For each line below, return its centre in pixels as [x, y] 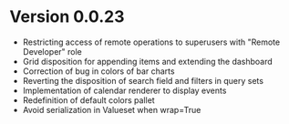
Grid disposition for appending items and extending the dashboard [148, 61]
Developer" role [52, 51]
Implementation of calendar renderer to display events [124, 90]
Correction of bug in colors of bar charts [98, 71]
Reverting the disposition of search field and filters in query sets [143, 80]
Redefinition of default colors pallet [88, 100]
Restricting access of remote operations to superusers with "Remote [151, 42]
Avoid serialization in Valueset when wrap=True [112, 109]
